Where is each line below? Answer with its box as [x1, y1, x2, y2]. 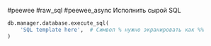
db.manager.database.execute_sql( [7, 20, 110, 27]
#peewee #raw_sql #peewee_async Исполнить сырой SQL [7, 6, 182, 14]
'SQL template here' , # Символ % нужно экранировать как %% [20, 26, 204, 33]
